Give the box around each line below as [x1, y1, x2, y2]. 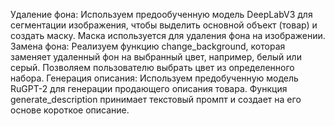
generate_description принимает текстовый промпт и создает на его [10, 94, 302, 105]
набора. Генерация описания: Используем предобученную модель [10, 72, 299, 84]
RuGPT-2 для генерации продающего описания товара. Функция [10, 83, 288, 94]
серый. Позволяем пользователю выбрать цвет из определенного [10, 62, 295, 73]
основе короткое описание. [10, 104, 130, 116]
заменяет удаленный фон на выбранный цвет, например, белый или [10, 51, 302, 63]
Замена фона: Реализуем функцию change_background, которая [10, 40, 286, 52]
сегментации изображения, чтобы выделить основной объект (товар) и [10, 19, 318, 31]
